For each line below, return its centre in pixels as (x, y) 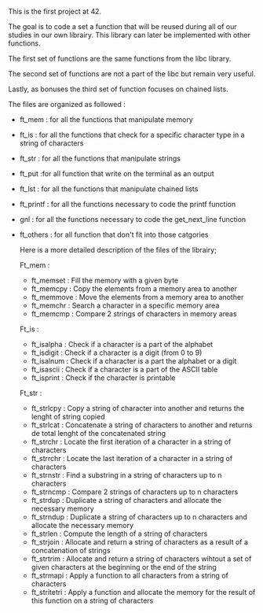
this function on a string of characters (92, 600)
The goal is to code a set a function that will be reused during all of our (122, 26)
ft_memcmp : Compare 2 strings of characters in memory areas (134, 314)
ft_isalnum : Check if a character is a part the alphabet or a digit (134, 361)
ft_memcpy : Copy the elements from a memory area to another (134, 289)
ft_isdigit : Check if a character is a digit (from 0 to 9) (117, 353)
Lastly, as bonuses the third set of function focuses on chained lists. (119, 89)
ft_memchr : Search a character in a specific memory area (125, 305)
